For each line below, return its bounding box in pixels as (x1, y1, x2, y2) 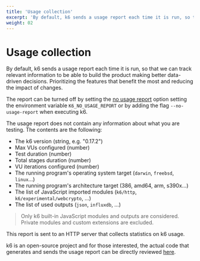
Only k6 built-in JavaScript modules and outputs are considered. (20, 213, 180, 220)
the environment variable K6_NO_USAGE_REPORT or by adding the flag (6, 102, 170, 109)
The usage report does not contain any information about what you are (6, 120, 180, 127)
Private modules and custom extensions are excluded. (20, 219, 154, 226)
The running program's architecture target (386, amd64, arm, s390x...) (14, 182, 189, 189)
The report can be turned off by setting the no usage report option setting (6, 96, 187, 103)
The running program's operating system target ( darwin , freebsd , (14, 169, 174, 176)
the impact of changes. (6, 84, 63, 91)
